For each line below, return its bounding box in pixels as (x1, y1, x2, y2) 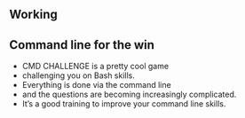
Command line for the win (9, 37, 155, 52)
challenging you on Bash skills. (21, 70, 136, 81)
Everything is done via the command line (21, 80, 171, 90)
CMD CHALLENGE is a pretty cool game (21, 61, 170, 72)
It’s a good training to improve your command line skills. (21, 98, 226, 109)
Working (9, 7, 58, 22)
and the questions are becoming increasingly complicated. (21, 89, 237, 100)
